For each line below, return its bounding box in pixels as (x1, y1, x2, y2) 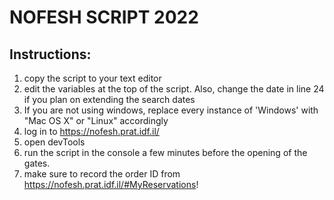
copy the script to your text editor (23, 72, 162, 84)
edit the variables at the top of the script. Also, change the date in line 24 (23, 83, 325, 95)
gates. (23, 157, 51, 169)
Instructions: (9, 46, 92, 63)
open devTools (23, 136, 86, 148)
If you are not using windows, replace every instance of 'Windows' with (23, 104, 319, 116)
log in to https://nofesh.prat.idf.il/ (23, 126, 160, 137)
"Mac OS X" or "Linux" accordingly (23, 115, 169, 126)
